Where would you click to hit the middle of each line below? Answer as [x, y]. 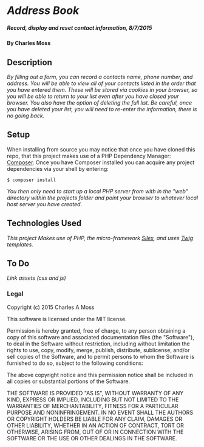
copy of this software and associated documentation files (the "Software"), [101, 337]
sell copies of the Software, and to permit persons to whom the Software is [101, 356]
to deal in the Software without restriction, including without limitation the [98, 344]
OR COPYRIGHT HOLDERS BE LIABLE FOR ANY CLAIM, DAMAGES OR [95, 419]
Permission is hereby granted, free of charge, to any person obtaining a [96, 331]
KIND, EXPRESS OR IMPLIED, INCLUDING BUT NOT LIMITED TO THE [93, 400]
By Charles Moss [29, 43]
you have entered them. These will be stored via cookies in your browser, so [102, 89]
